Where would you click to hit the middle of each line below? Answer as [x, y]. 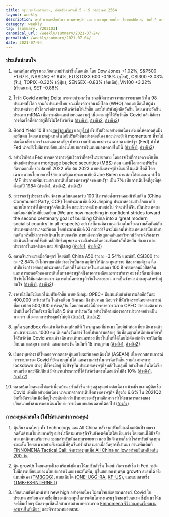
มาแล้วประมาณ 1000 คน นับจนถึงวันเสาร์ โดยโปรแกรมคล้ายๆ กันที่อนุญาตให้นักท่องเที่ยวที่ [88, 333]
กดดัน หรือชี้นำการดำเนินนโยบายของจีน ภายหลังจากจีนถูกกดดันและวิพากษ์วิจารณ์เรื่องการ [86, 235]
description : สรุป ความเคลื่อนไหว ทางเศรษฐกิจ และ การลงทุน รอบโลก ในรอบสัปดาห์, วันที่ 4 [81, 19]
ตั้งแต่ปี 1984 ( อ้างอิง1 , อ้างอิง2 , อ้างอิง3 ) [47, 186]
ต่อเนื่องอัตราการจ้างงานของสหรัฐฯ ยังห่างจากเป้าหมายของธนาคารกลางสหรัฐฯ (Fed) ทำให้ [86, 142]
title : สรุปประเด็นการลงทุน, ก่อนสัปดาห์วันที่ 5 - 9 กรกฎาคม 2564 [61, 10]
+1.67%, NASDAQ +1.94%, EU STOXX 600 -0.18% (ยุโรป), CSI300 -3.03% [88, 77]
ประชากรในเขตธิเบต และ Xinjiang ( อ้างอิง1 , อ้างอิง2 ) [57, 246]
